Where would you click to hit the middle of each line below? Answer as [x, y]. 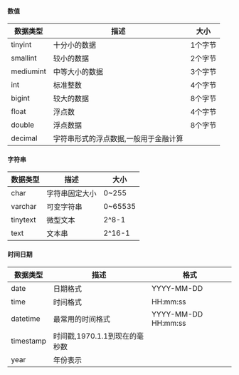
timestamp [29, 341]
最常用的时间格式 [82, 319]
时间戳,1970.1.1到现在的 [95, 336]
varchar [24, 207]
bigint [21, 98]
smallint [24, 58]
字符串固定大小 [72, 194]
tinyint [21, 45]
